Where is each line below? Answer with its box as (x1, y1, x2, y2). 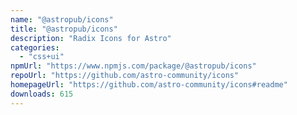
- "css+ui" (19, 52, 65, 62)
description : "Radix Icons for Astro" (10, 33, 172, 43)
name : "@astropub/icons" (10, 14, 114, 25)
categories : (10, 42, 60, 53)
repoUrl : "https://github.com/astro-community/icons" (10, 71, 240, 81)
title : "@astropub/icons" (10, 24, 118, 34)
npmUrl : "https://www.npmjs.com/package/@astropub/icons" (10, 61, 257, 71)
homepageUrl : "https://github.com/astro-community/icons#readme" (10, 80, 288, 90)
